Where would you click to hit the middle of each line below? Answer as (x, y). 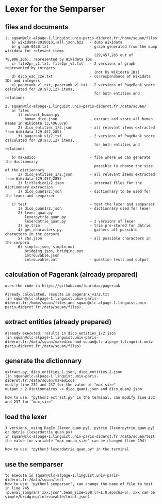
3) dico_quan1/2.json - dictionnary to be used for (84, 191)
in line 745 (17, 488)
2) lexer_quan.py (35, 213)
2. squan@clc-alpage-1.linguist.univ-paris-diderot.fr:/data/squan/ (76, 106)
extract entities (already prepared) (58, 322)
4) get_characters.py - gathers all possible (78, 230)
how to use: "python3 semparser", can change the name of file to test (79, 484)
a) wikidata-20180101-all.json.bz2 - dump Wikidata (67, 42)
